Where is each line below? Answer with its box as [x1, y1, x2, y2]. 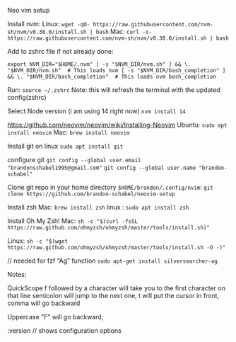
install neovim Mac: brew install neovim [7, 128, 130, 137]
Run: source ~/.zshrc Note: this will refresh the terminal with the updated [7, 86, 220, 94]
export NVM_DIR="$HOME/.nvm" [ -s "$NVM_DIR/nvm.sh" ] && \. [7, 61, 191, 68]
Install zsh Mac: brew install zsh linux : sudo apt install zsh [7, 203, 189, 211]
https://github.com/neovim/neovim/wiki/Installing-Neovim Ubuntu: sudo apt [7, 120, 228, 129]
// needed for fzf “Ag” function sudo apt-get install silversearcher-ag [7, 256, 218, 265]
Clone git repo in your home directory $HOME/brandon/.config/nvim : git [7, 183, 213, 191]
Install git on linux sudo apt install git [7, 142, 124, 150]
